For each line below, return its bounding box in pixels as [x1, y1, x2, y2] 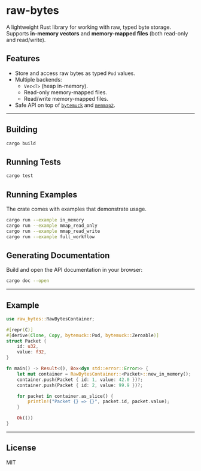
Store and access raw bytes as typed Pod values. [14, 70, 136, 77]
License [6, 443, 36, 453]
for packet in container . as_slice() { [17, 393, 114, 399]
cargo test [6, 173, 33, 179]
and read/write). [6, 36, 46, 43]
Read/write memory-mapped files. [23, 95, 109, 102]
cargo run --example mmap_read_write [6, 228, 100, 234]
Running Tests [6, 157, 61, 167]
